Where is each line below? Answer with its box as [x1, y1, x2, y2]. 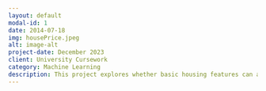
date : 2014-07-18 [8, 26, 66, 34]
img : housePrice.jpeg [8, 33, 80, 42]
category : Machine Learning [8, 63, 101, 71]
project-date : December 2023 [8, 48, 104, 56]
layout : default [8, 11, 62, 20]
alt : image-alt [8, 41, 59, 49]
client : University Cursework [8, 56, 108, 64]
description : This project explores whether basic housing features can [8, 70, 253, 78]
